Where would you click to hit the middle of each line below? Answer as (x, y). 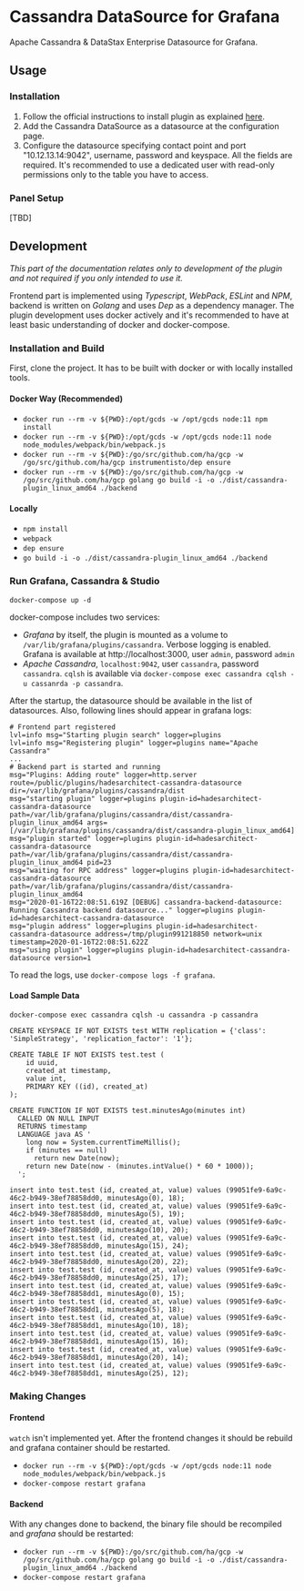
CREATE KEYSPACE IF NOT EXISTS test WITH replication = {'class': (138, 1030)
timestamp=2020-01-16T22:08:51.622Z (79, 942)
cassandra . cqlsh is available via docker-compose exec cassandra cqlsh (154, 673)
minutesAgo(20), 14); (148, 1357)
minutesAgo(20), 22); (148, 1262)
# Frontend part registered (63, 727)
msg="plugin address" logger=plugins (81, 926)
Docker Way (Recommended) (66, 399)
